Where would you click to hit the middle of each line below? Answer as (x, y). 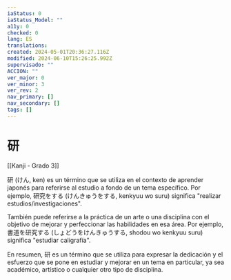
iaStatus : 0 (24, 13)
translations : (28, 46)
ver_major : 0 (26, 78)
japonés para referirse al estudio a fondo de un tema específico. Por (104, 188)
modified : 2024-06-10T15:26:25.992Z (60, 59)
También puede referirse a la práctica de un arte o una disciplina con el (108, 217)
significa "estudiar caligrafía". (49, 240)
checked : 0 (23, 33)
